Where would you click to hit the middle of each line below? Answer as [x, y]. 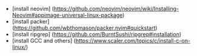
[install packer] [31, 21]
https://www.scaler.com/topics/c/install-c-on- [133, 41]
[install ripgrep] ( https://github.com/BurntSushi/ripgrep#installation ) [97, 34]
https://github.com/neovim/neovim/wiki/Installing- [116, 9]
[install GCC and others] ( [44, 41]
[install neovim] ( [33, 9]
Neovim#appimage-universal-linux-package [67, 15]
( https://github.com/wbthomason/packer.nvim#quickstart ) [85, 28]
